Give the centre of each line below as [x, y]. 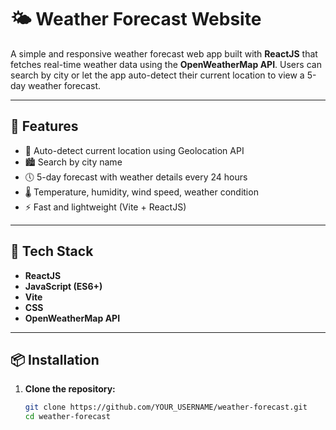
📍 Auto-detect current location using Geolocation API [134, 150]
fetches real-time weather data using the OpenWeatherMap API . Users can [166, 64]
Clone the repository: [70, 389]
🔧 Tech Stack [52, 251]
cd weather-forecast [67, 417]
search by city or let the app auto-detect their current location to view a [157, 75]
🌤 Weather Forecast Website [136, 19]
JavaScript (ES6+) [63, 286]
